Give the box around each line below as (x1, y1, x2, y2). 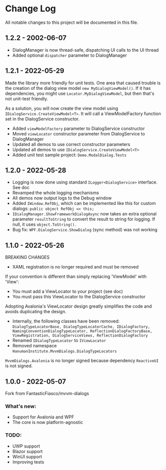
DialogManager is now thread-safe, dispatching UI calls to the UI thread (12, 47, 159, 53)
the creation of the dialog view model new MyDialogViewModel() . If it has (5, 85, 151, 91)
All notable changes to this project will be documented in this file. (5, 19, 139, 25)
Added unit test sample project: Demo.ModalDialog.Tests (12, 152, 127, 158)
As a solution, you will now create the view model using (5, 105, 118, 111)
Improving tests (12, 459, 45, 465)
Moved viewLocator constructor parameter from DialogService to (12, 131, 145, 136)
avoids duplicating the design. (5, 309, 67, 315)
